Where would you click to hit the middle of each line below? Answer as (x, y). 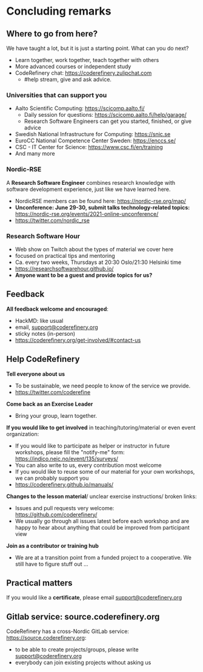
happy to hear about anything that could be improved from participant (102, 527)
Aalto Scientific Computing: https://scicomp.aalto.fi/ (80, 108)
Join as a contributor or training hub (52, 546)
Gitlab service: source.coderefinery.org (83, 616)
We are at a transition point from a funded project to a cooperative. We (103, 557)
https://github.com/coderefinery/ (56, 514)
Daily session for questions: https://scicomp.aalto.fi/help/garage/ (105, 115)
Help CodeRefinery (43, 359)
